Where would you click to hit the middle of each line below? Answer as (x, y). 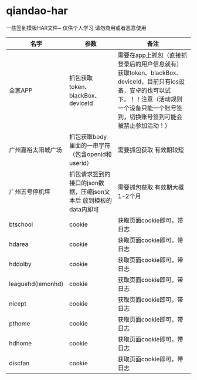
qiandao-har (37, 11)
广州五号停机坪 (30, 191)
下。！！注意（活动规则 (150, 99)
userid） (81, 163)
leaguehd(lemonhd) (36, 284)
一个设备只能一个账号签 (150, 108)
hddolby (20, 264)
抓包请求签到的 (90, 174)
